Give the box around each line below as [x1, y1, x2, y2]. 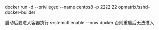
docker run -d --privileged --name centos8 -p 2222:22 [5, 4, 117, 10]
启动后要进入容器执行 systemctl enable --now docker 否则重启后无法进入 [5, 20, 155, 25]
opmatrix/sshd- [118, 4, 150, 10]
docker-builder [5, 9, 36, 15]
